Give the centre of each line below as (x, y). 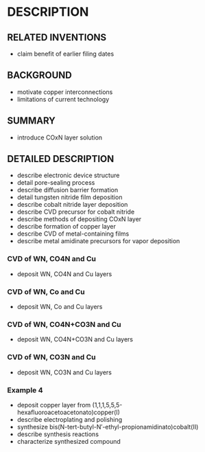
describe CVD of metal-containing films (73, 234)
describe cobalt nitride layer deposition (72, 205)
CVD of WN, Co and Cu (46, 291)
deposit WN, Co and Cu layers (60, 307)
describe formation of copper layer (67, 227)
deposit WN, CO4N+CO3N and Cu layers (75, 339)
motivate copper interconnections (65, 92)
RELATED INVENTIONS (57, 37)
